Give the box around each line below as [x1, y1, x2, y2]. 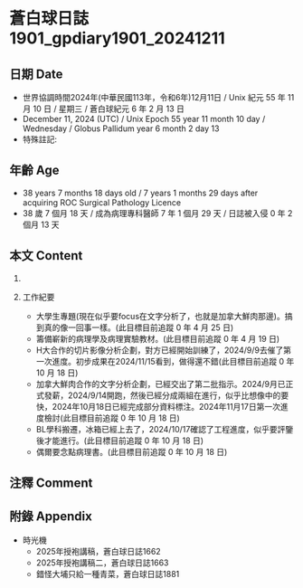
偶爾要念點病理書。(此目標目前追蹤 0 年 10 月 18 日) [35, 446, 228, 457]
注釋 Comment [9, 476, 93, 491]
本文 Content [9, 248, 83, 263]
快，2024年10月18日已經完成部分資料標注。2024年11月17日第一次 [35, 401, 280, 412]
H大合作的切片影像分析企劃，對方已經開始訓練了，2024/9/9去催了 [35, 345, 284, 356]
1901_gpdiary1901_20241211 [9, 28, 226, 49]
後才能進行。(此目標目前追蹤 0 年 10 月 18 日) [35, 435, 204, 446]
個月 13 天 [22, 219, 61, 230]
